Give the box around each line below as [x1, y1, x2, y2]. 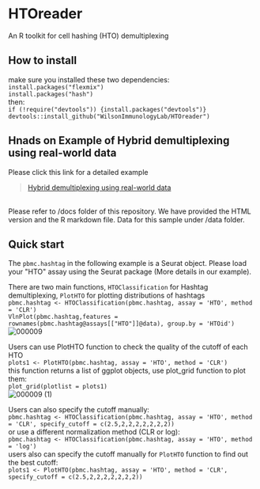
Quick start [8, 237, 65, 251]
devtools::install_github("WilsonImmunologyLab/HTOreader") [8, 112, 211, 120]
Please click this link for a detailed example [8, 167, 149, 176]
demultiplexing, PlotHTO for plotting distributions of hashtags [8, 290, 205, 301]
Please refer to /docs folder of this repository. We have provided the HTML [8, 207, 251, 216]
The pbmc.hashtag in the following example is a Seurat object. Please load [8, 259, 247, 268]
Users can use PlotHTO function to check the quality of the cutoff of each [8, 342, 249, 352]
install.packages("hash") [8, 90, 93, 98]
